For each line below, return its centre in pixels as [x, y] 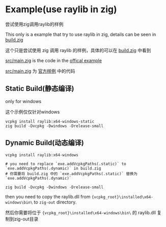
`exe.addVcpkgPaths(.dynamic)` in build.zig [53, 168]
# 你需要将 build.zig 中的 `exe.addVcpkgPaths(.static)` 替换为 [71, 174]
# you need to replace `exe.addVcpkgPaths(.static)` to [66, 164]
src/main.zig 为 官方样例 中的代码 [40, 71]
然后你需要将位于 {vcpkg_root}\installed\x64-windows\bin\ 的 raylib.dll [81, 212]
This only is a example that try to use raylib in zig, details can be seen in [81, 34]
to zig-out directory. [55, 202]
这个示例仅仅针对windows [33, 112]
